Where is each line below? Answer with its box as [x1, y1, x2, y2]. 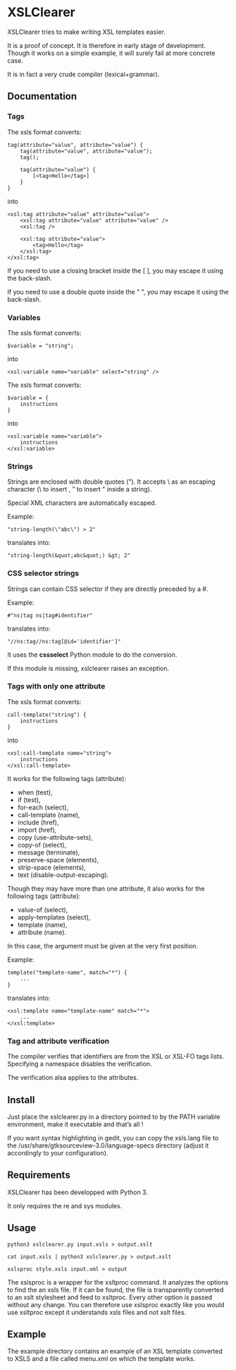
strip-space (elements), [17, 863, 86, 871]
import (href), [17, 826, 57, 834]
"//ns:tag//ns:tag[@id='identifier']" [7, 638, 121, 645]
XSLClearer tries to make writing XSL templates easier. [7, 28, 166, 36]
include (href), [17, 818, 59, 826]
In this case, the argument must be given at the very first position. [7, 941, 199, 950]
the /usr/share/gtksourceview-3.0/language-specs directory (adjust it [7, 1141, 209, 1150]
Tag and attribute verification [7, 1036, 110, 1046]
